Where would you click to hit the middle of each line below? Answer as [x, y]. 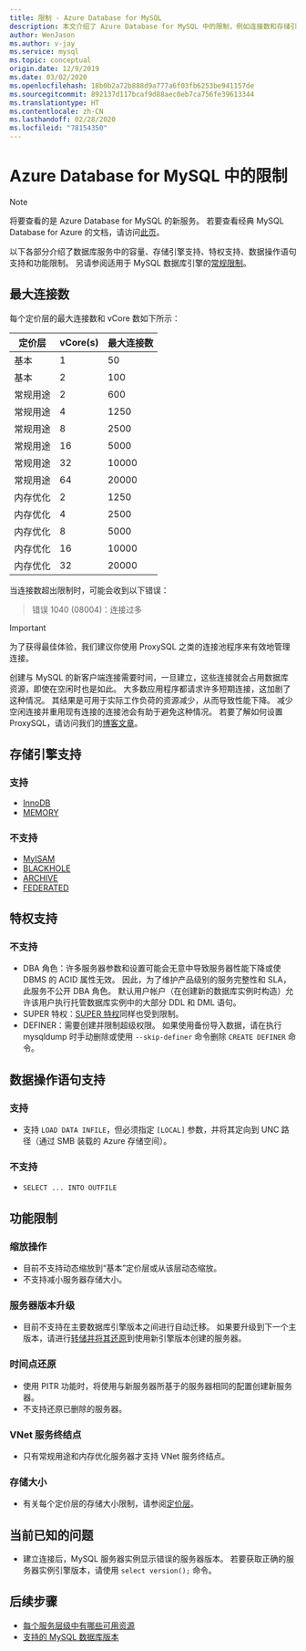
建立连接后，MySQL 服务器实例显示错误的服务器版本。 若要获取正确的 [154, 1559]
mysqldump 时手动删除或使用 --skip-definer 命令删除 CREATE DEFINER [154, 1037]
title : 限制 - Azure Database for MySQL [86, 18]
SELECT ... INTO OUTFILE [70, 1188]
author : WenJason [42, 35]
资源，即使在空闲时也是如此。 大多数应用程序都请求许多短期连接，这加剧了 [150, 689]
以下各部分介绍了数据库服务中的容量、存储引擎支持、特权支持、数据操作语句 [153, 251]
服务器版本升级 [42, 1305]
